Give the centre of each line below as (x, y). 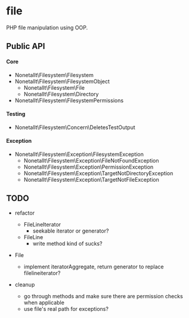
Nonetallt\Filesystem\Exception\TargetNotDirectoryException (98, 173)
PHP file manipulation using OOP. (47, 27)
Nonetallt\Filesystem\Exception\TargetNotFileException (91, 179)
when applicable (44, 302)
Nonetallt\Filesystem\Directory (61, 94)
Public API (26, 46)
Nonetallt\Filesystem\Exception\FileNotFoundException (91, 160)
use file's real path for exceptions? (66, 308)
